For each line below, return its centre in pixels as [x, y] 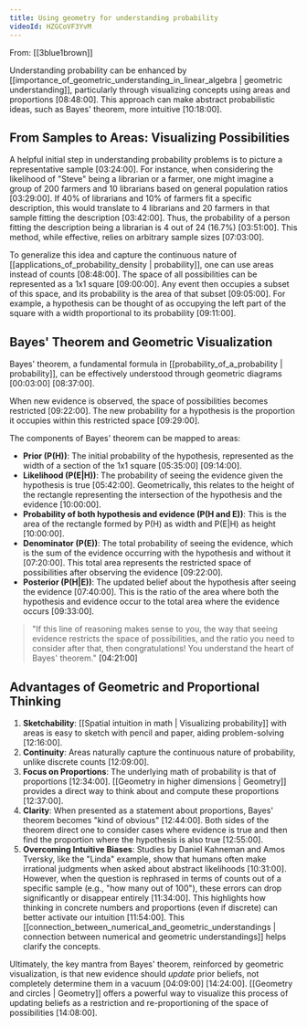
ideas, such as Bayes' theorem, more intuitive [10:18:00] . [116, 109]
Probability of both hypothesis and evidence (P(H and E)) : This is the [154, 514]
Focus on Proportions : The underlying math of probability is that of [149, 771]
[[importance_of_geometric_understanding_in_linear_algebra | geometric [146, 79]
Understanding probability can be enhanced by [98, 70]
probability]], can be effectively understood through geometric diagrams [146, 374]
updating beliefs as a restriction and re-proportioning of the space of [139, 1002]
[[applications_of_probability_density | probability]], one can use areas [142, 265]
